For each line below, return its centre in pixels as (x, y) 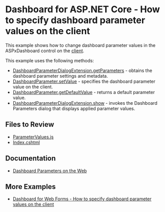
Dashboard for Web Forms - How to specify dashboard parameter (82, 199)
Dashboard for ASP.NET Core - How (82, 9)
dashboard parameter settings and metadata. (60, 76)
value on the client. (33, 87)
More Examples (31, 187)
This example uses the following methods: (50, 60)
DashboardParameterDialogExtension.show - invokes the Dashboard (85, 103)
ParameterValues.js (33, 137)
